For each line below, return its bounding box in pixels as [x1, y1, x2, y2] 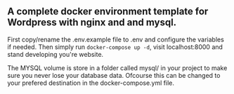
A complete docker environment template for [7, 6, 209, 18]
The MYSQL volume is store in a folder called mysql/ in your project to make [7, 63, 228, 72]
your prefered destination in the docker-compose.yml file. [7, 79, 174, 87]
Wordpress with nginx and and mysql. [7, 17, 177, 29]
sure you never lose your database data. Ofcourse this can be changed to [7, 71, 221, 79]
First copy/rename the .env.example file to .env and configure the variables [7, 35, 225, 43]
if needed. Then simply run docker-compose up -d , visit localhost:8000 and [7, 42, 223, 51]
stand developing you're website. [7, 50, 104, 58]
